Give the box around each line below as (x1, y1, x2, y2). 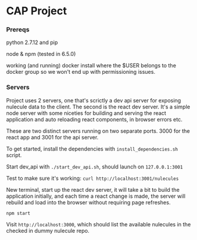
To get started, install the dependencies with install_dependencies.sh (6, 145, 179, 152)
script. (6, 151, 22, 158)
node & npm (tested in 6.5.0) (6, 51, 76, 58)
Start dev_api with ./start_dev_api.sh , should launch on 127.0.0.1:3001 (6, 163, 183, 170)
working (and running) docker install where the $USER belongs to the (6, 62, 177, 69)
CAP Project (6, 4, 67, 18)
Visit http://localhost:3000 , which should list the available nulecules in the (6, 220, 191, 227)
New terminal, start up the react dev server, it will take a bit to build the (6, 186, 180, 193)
